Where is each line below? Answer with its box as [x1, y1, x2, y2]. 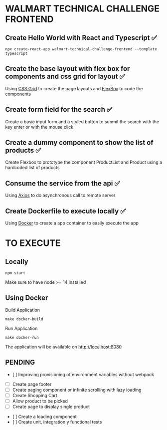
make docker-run [5, 335, 39, 340]
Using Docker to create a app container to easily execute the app [5, 220, 139, 226]
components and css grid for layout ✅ [5, 72, 126, 81]
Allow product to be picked [12, 398, 68, 404]
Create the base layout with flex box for [5, 64, 130, 73]
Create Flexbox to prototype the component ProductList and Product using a [5, 159, 163, 165]
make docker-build [5, 316, 43, 322]
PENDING [5, 358, 35, 367]
